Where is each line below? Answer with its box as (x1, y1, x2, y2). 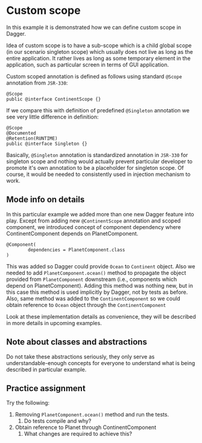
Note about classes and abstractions (6, 337, 148, 348)
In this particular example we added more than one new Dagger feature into (6, 210, 194, 218)
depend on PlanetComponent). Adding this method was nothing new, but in (6, 282, 193, 289)
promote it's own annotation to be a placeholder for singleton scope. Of (6, 164, 184, 171)
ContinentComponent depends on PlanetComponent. (6, 230, 139, 237)
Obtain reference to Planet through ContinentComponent (14, 424, 157, 431)
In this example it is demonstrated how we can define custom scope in (6, 24, 181, 31)
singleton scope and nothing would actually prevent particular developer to (6, 158, 193, 165)
